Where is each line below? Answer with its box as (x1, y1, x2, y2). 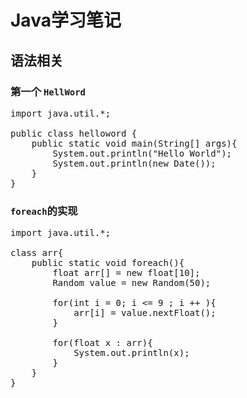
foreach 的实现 (10, 204, 78, 218)
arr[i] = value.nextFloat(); (73, 307, 217, 319)
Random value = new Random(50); (52, 277, 212, 289)
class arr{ (10, 247, 64, 259)
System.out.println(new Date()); (52, 157, 217, 169)
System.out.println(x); (73, 347, 190, 359)
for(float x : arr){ (52, 337, 153, 349)
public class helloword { (10, 127, 138, 139)
